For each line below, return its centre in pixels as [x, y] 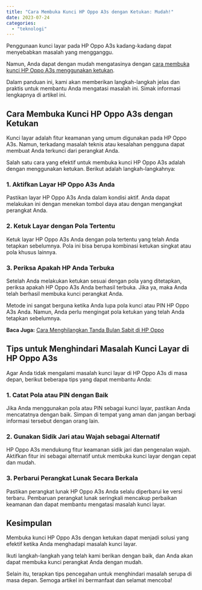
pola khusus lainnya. [32, 252]
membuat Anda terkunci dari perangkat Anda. [63, 151]
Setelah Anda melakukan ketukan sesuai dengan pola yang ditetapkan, [94, 281]
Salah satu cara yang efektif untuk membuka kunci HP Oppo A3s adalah [96, 162]
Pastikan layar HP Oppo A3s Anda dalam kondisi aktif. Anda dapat [88, 197]
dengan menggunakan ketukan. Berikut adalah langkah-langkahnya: [91, 169]
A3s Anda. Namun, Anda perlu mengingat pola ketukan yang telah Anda [96, 312]
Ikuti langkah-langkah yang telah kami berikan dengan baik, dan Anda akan [99, 556]
